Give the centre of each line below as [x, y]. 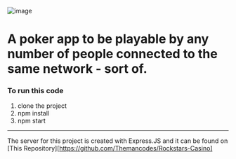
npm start [31, 121]
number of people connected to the [112, 54]
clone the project [42, 106]
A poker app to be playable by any [108, 39]
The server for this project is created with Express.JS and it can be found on [118, 141]
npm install [33, 113]
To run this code [35, 91]
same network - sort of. [77, 69]
